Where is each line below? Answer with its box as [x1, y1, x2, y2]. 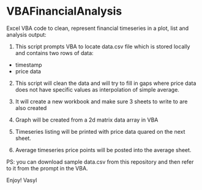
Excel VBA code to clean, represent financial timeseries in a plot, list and [6, 24, 189, 32]
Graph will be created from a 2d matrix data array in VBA [15, 116, 159, 123]
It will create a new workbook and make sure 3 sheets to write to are [15, 98, 188, 105]
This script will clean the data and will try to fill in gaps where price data [15, 79, 196, 87]
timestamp [15, 61, 42, 68]
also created [15, 104, 47, 111]
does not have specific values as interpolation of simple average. [15, 86, 179, 93]
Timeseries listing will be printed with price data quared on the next [15, 128, 185, 135]
